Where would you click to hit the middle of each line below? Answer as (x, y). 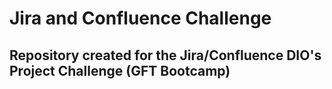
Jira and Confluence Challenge (140, 18)
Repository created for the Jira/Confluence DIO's (165, 55)
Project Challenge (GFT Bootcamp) (120, 70)
